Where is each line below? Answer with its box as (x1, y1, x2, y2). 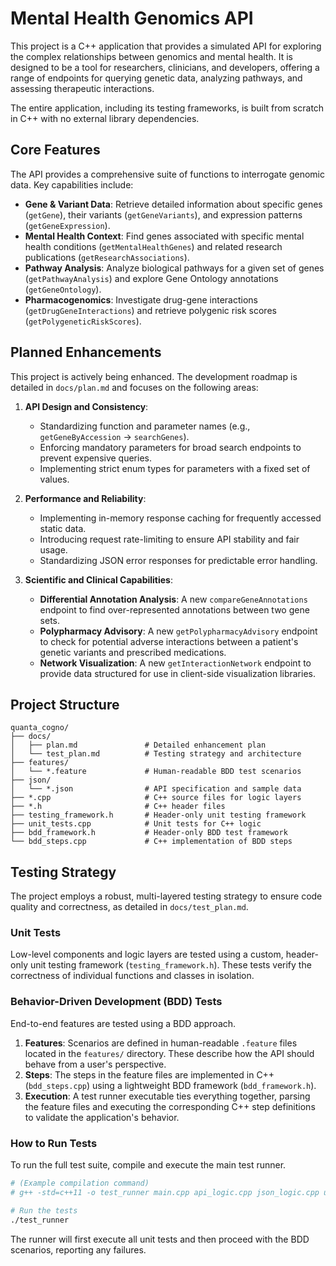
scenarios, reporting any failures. (10, 1243, 147, 1256)
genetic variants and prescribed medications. (39, 646, 227, 658)
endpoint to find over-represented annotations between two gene (39, 603, 310, 616)
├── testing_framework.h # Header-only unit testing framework (10, 810, 307, 821)
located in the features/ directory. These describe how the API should (24, 1047, 315, 1059)
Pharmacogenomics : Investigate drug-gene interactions (24, 293, 258, 306)
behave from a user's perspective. (24, 1058, 167, 1070)
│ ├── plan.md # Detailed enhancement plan (10, 740, 267, 751)
